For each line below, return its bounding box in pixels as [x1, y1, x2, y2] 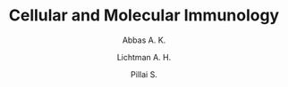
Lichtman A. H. [116, 51, 172, 62]
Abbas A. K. [122, 35, 166, 45]
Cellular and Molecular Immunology [8, 5, 280, 26]
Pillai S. [131, 68, 157, 80]
